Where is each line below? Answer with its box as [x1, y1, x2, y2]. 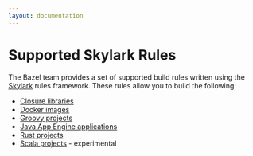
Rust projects [19, 130, 64, 139]
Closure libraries [19, 96, 74, 106]
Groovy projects [19, 113, 73, 123]
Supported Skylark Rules [8, 45, 177, 64]
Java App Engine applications [19, 121, 118, 131]
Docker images [19, 104, 70, 114]
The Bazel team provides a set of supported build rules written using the [8, 72, 245, 82]
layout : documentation [8, 11, 84, 20]
